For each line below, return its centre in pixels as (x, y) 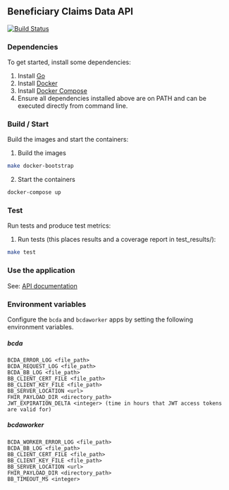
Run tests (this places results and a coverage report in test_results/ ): (117, 240)
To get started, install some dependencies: (69, 62)
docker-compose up (34, 192)
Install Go (31, 76)
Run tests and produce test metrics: (59, 226)
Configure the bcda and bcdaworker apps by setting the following (100, 319)
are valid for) (30, 409)
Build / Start (28, 124)
